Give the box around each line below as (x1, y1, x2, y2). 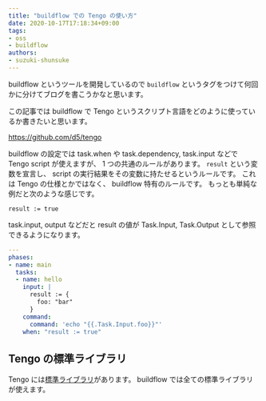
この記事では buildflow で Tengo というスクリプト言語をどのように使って (8, 106, 249, 116)
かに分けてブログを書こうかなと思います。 (8, 89, 148, 98)
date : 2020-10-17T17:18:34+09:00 (8, 19, 120, 27)
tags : (8, 26, 26, 34)
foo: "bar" (37, 298, 73, 306)
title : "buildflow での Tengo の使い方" (8, 11, 137, 20)
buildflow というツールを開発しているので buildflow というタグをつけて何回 (8, 79, 259, 89)
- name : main (8, 261, 52, 269)
